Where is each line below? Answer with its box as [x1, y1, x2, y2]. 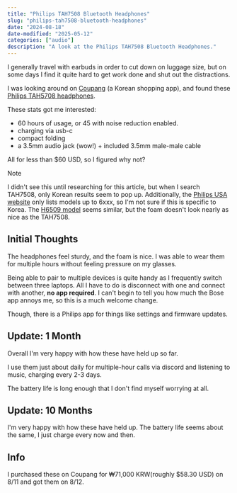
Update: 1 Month [7, 330, 81, 342]
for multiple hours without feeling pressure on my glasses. [7, 259, 177, 268]
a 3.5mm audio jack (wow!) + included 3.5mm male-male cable [17, 142, 202, 149]
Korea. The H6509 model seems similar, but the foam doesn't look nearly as [7, 205, 229, 213]
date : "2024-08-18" [7, 23, 65, 30]
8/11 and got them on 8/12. [7, 477, 84, 486]
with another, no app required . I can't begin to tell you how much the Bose [7, 288, 224, 297]
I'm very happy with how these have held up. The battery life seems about [7, 423, 224, 432]
